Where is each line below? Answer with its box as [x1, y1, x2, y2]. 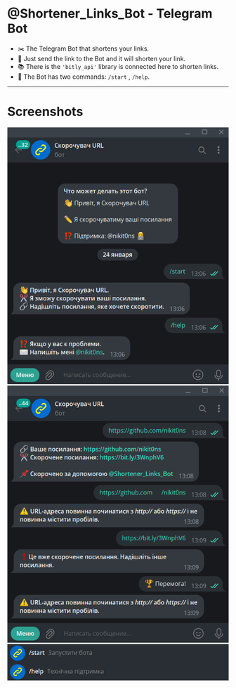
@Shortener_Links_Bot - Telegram [7, 6, 213, 22]
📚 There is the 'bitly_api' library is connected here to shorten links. [17, 62, 219, 70]
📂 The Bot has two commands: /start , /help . [17, 72, 150, 81]
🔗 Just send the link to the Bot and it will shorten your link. [17, 54, 186, 63]
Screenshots [7, 104, 84, 120]
